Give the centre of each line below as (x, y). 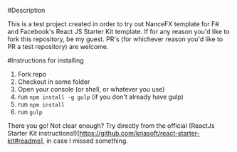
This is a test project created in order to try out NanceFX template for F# (113, 24)
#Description (26, 10)
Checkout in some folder (54, 82)
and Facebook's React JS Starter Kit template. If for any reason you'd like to (118, 32)
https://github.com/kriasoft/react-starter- (140, 133)
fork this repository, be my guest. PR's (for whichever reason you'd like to (115, 39)
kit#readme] (25, 141)
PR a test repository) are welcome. (58, 47)
